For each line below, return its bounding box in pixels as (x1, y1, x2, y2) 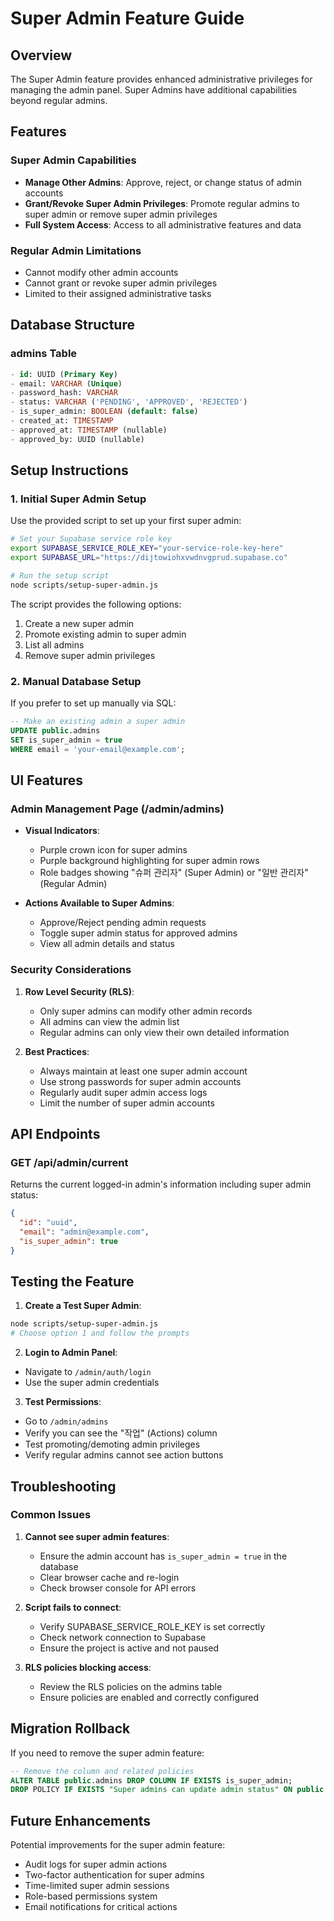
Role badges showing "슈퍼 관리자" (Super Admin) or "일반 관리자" (39, 867, 309, 879)
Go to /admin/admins (24, 1415, 109, 1427)
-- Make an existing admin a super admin (10, 717, 186, 727)
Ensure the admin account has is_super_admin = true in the (39, 1550, 288, 1562)
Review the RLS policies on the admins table (39, 1680, 223, 1692)
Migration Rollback (10, 1720, 131, 1737)
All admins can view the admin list (39, 1015, 180, 1027)
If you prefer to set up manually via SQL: (10, 697, 177, 709)
